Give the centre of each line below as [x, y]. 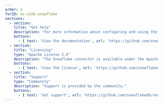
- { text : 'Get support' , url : [49, 95]
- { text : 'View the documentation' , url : [61, 41]
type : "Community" [32, 81]
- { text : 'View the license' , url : [55, 68]
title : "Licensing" [33, 50]
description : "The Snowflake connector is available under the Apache [87, 59]
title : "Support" [31, 77]
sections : [15, 18]
